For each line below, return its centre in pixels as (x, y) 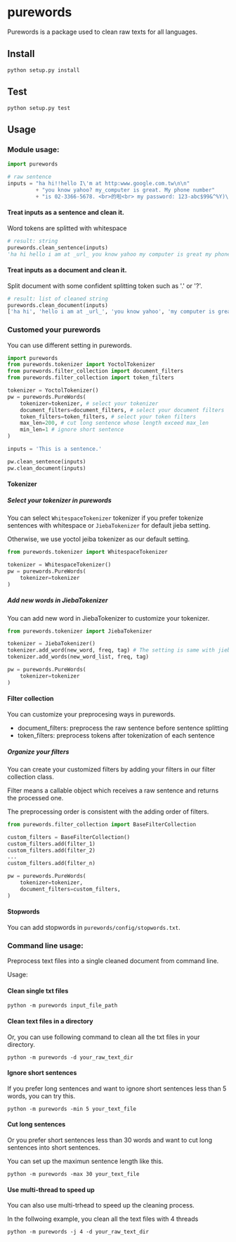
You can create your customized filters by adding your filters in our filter (111, 769)
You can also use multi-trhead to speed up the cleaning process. (101, 1205)
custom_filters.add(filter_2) (52, 850)
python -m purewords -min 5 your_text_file (72, 1109)
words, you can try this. (41, 1095)
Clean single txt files (38, 991)
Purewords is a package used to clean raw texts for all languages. (103, 32)
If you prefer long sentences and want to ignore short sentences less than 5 (117, 1088)
